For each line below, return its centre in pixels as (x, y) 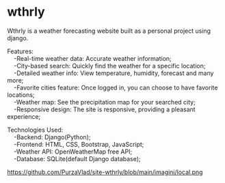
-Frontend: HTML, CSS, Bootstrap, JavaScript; (79, 144)
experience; (24, 116)
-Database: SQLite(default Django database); (77, 158)
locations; (21, 95)
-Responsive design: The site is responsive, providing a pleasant (105, 109)
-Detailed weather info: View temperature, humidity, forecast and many (114, 73)
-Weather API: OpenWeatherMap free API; (73, 152)
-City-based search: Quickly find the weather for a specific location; (109, 66)
